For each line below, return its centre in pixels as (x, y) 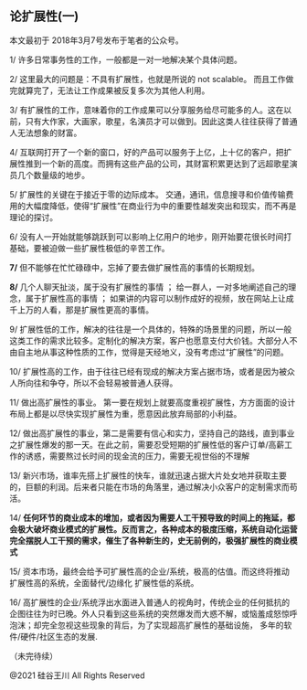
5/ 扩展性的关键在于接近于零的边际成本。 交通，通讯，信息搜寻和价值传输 (148, 194)
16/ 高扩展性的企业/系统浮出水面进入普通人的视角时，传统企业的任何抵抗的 (150, 602)
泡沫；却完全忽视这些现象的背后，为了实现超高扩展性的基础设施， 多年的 (147, 625)
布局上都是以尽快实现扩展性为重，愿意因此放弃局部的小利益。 (126, 413)
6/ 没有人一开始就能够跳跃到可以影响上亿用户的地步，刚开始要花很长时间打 (151, 237)
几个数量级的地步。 (53, 175)
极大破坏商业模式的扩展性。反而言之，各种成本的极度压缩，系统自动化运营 (157, 529)
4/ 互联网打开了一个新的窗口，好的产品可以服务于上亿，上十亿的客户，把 (147, 152)
